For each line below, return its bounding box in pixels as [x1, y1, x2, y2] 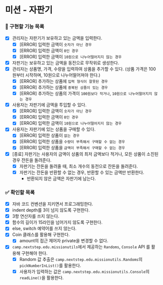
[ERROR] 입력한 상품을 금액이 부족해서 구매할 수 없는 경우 [19, 145, 125, 151]
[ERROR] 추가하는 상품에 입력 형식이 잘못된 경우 [19, 78, 108, 84]
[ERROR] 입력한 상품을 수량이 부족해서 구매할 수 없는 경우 [19, 139, 125, 144]
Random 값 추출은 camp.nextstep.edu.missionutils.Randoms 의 [19, 256, 143, 262]
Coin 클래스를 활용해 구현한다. [12, 232, 70, 237]
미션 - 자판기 [5, 4, 53, 16]
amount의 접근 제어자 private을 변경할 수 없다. [19, 238, 108, 244]
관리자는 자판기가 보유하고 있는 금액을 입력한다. [12, 35, 102, 41]
